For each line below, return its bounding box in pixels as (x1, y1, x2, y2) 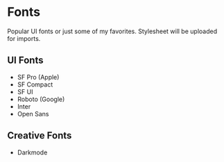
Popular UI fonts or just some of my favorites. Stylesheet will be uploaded (7, 27, 217, 35)
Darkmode (17, 148, 48, 156)
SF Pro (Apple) (17, 73, 60, 81)
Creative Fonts (7, 129, 72, 142)
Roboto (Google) (17, 95, 65, 103)
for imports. (7, 34, 41, 42)
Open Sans (17, 109, 49, 118)
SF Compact (17, 80, 53, 89)
